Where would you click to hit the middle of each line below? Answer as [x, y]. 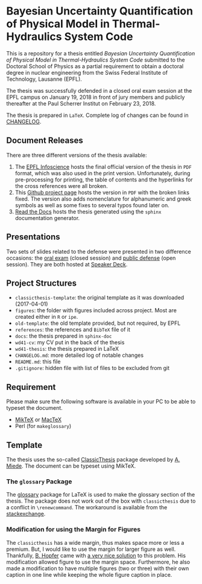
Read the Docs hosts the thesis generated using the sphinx [88, 212]
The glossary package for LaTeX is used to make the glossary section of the [101, 495]
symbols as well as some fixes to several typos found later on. [92, 205]
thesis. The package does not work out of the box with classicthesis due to [101, 501]
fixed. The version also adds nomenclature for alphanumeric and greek [103, 199]
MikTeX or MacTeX [38, 419]
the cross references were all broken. [61, 186]
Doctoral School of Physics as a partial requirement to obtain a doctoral [95, 66]
